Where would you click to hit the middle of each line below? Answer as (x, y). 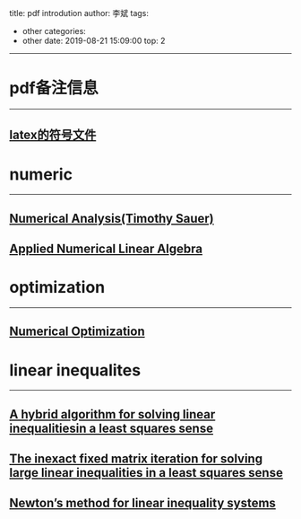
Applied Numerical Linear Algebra (106, 249)
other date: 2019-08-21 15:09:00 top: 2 (94, 40)
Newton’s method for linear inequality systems (142, 503)
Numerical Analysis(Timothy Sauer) (112, 218)
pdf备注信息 (54, 88)
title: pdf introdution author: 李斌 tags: (79, 13)
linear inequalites (75, 370)
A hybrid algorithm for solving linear (112, 414)
